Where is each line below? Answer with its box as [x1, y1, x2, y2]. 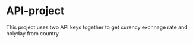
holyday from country [6, 29, 59, 37]
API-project [6, 4, 65, 18]
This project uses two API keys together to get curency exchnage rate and [6, 24, 188, 31]
